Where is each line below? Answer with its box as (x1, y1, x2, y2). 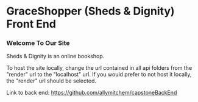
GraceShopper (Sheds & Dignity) (6, 4, 175, 18)
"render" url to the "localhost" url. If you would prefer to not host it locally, (6, 71, 192, 78)
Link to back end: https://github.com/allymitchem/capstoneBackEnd (6, 89, 177, 97)
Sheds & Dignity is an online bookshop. (6, 53, 105, 60)
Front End (6, 17, 57, 31)
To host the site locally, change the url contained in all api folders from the (6, 64, 193, 72)
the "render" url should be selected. (6, 77, 96, 84)
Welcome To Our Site (6, 39, 70, 47)
